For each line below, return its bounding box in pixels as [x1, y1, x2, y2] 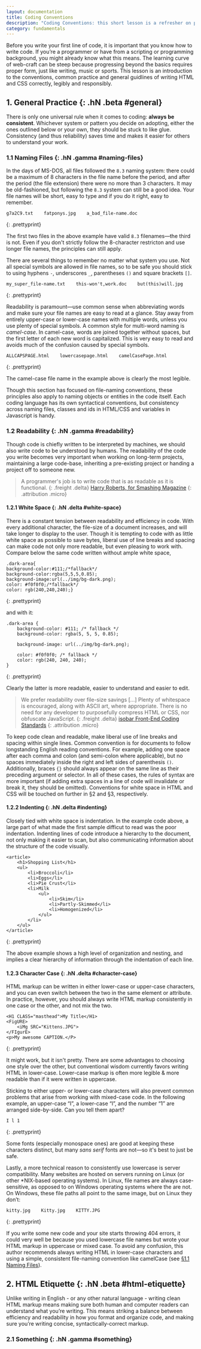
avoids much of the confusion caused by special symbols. [6, 342, 150, 349]
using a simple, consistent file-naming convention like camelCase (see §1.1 [6, 1255, 190, 1262]
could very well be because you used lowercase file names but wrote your [6, 1236, 190, 1243]
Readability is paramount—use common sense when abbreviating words [6, 303, 185, 310]
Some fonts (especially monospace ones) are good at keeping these [6, 1140, 175, 1147]
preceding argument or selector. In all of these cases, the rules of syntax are [6, 771, 194, 778]
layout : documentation [6, 8, 63, 15]
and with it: [6, 608, 34, 616]
